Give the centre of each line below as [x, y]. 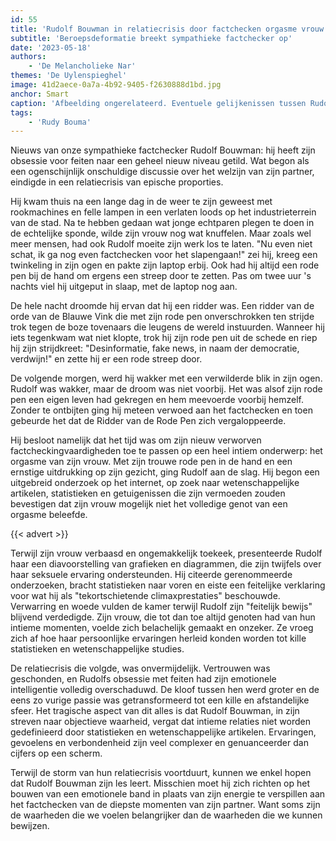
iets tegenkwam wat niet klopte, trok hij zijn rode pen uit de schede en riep [164, 338]
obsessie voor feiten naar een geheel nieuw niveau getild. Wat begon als [160, 161]
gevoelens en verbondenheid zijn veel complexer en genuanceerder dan [159, 743]
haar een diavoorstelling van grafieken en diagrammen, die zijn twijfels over [166, 564]
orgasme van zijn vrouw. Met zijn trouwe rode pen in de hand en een [151, 462]
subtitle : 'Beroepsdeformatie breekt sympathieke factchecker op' [151, 38]
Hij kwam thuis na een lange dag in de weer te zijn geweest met [141, 202]
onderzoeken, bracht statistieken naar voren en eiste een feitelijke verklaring [168, 585]
